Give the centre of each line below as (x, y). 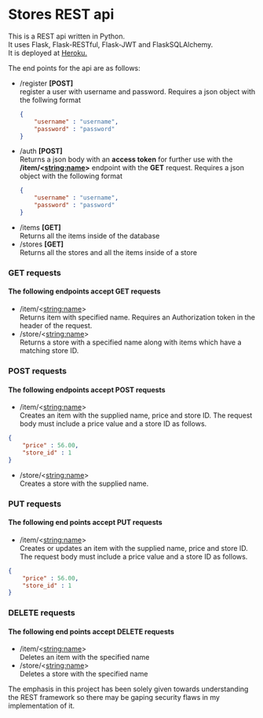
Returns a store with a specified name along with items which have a (130, 342)
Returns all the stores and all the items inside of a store (108, 252)
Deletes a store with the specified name (84, 674)
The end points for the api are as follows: (75, 67)
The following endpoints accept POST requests (87, 389)
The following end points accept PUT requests (85, 523)
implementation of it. (42, 706)
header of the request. (56, 326)
